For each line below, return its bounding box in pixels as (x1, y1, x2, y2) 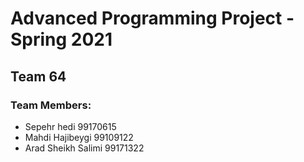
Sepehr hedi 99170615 (24, 120, 117, 132)
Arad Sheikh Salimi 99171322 (24, 142, 145, 154)
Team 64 (10, 68, 67, 85)
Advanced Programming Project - (10, 7, 295, 30)
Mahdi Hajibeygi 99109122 (24, 131, 134, 143)
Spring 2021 (10, 28, 113, 51)
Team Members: (10, 98, 92, 112)
